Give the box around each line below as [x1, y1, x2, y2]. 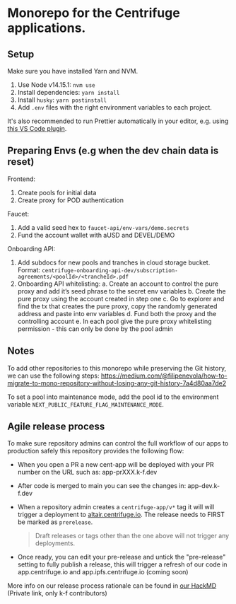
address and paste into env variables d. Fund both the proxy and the [17, 309, 217, 318]
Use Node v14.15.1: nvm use [17, 81, 95, 89]
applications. [7, 20, 86, 36]
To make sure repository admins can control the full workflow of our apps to [7, 439, 229, 448]
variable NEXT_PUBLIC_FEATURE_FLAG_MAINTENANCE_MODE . [7, 400, 164, 408]
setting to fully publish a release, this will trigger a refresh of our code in [17, 560, 228, 569]
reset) [7, 156, 35, 168]
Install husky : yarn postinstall [17, 95, 107, 104]
